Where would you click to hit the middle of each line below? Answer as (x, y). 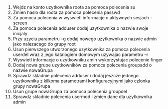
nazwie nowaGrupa (33, 70)
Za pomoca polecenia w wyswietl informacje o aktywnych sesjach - (83, 18)
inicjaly (20, 33)
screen (20, 23)
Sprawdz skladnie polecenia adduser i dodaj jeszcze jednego (76, 76)
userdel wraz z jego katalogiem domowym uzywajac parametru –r (81, 54)
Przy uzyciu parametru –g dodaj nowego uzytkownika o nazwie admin (85, 39)
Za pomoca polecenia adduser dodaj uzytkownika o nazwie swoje (81, 28)
